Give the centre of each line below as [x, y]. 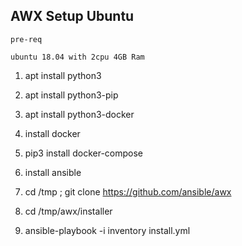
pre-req [26, 39]
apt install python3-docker [79, 114]
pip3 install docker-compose [84, 153]
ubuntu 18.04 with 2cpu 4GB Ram [77, 57]
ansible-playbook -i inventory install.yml [107, 230]
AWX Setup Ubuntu [72, 16]
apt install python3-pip [71, 95]
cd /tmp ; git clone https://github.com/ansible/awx [128, 191]
